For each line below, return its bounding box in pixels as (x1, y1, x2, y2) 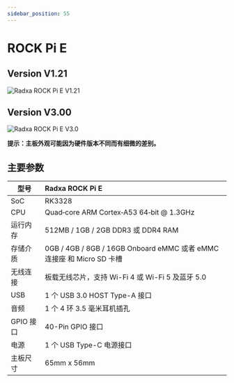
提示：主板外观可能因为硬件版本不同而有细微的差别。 (7, 139, 160, 148)
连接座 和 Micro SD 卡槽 (45, 254, 123, 264)
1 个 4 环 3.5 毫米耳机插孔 (45, 304, 130, 313)
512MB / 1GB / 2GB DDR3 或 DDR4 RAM (45, 226, 179, 235)
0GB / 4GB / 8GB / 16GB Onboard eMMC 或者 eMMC (45, 244, 219, 253)
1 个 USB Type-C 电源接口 (45, 341, 132, 350)
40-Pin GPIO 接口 (45, 322, 104, 331)
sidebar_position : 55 (7, 10, 70, 17)
